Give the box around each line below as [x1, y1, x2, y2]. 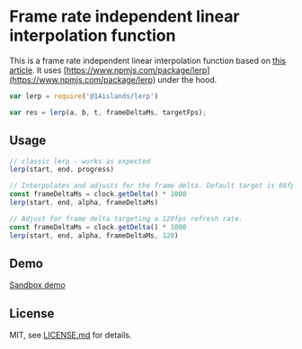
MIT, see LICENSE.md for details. [9, 330, 132, 341]
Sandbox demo [9, 280, 66, 291]
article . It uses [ [9, 65, 67, 76]
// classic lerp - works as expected [9, 157, 151, 166]
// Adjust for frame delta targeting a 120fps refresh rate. [9, 214, 244, 223]
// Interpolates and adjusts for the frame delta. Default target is [9, 182, 276, 191]
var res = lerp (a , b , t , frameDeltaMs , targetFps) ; [9, 108, 207, 117]
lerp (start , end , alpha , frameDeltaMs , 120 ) [9, 231, 179, 240]
